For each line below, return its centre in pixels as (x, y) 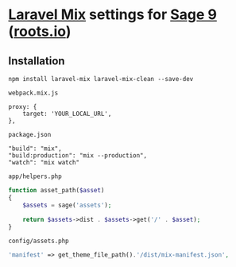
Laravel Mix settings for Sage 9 (112, 15)
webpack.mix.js (33, 93)
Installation (37, 61)
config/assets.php (39, 241)
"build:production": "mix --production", (78, 156)
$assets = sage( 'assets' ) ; (67, 205)
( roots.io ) (40, 31)
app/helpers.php (35, 176)
